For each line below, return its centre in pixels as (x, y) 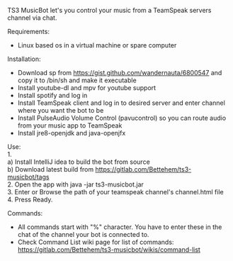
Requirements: (28, 32)
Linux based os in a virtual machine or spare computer (97, 45)
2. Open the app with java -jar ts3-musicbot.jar (75, 184)
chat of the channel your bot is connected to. (83, 234)
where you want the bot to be (61, 110)
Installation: (24, 59)
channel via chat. (32, 18)
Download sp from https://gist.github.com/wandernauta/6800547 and (120, 73)
